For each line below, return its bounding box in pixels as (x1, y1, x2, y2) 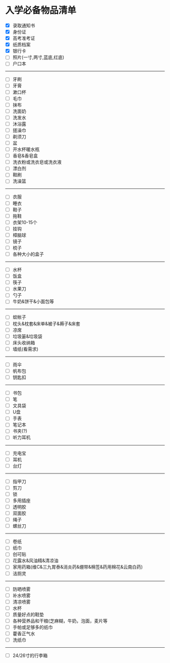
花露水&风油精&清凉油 (12, 557, 59, 564)
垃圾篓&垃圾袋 (12, 333, 42, 339)
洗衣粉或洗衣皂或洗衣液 (12, 159, 62, 165)
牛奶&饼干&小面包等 (12, 298, 54, 305)
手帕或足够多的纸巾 (12, 624, 53, 630)
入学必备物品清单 (5, 5, 77, 16)
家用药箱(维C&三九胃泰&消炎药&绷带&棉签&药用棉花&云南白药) (12, 564, 143, 570)
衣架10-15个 (12, 219, 37, 225)
